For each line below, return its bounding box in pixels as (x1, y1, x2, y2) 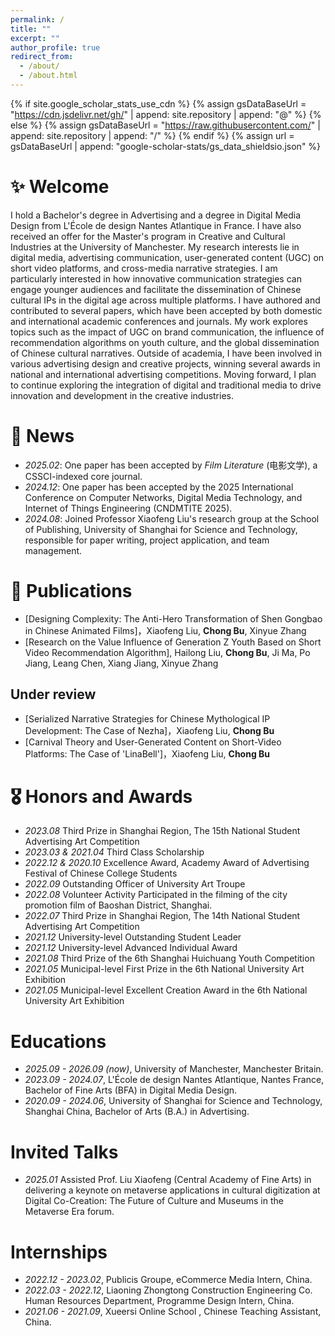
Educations (10, 1030, 107, 1053)
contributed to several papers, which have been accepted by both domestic (10, 304, 323, 316)
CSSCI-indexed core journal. (24, 470, 143, 482)
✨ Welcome (10, 176, 110, 198)
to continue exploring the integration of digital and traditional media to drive (10, 379, 322, 391)
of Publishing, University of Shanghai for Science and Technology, (24, 523, 298, 535)
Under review (10, 686, 97, 703)
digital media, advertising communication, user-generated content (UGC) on (10, 251, 325, 263)
